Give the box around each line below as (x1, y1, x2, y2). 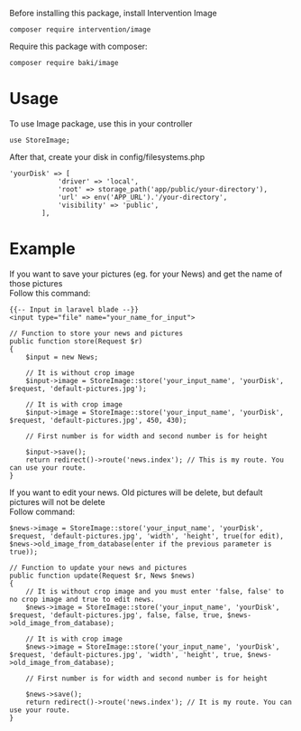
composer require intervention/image (9, 25, 151, 34)
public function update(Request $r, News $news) (9, 571, 196, 580)
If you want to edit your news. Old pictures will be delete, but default (9, 487, 263, 498)
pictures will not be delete (9, 496, 105, 507)
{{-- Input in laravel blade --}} (9, 305, 140, 314)
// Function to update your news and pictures (9, 563, 187, 572)
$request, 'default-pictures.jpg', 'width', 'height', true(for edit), (9, 531, 284, 540)
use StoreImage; (9, 136, 70, 145)
